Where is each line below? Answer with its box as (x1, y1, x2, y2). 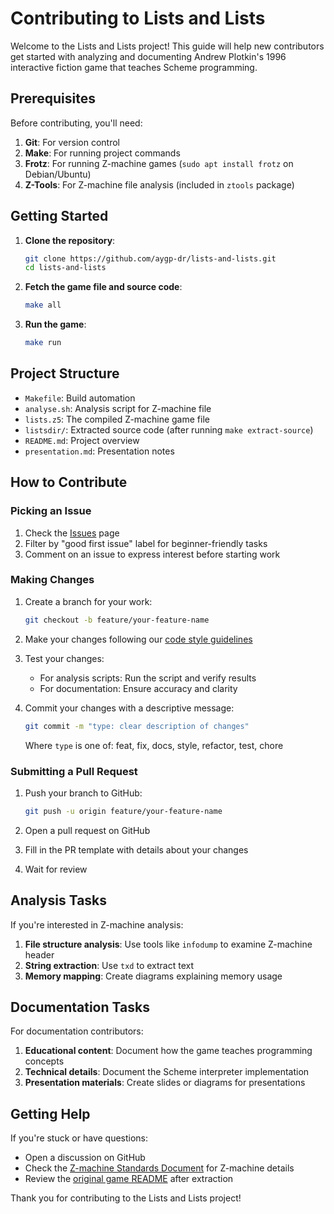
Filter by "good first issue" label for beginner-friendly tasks (24, 537, 268, 549)
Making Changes (10, 573, 95, 587)
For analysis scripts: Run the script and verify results (39, 672, 257, 684)
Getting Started (10, 208, 109, 225)
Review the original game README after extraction (24, 1173, 234, 1185)
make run (24, 338, 62, 348)
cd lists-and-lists (24, 263, 107, 273)
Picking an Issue (10, 504, 92, 518)
